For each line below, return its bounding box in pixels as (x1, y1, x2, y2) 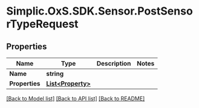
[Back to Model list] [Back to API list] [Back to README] (6, 95, 145, 102)
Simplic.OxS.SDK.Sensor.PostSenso (6, 4, 194, 18)
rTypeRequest (6, 17, 79, 31)
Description (96, 59, 131, 67)
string (46, 70, 64, 78)
